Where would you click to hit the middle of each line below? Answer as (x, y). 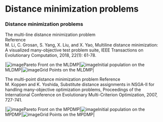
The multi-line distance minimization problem (50, 35)
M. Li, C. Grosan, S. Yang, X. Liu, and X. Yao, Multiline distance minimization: (81, 45)
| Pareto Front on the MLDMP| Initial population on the (75, 65)
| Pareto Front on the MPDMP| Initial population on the (75, 109)
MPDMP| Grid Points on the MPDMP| (50, 115)
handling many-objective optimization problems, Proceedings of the (73, 90)
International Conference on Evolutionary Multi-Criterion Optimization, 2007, (81, 95)
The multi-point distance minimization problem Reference (63, 79)
